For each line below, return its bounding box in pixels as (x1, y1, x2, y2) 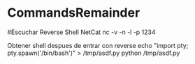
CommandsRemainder (7, 5, 140, 21)
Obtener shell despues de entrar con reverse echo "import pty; (7, 41, 189, 49)
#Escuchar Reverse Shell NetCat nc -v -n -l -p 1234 (7, 28, 156, 36)
